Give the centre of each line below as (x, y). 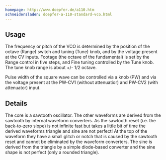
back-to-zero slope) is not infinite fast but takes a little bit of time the (75, 126)
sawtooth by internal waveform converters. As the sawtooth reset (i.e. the (81, 121)
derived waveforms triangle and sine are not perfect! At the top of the (76, 131)
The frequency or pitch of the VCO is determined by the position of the (78, 46)
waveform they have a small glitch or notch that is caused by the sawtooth (81, 137)
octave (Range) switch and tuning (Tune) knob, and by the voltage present (81, 52)
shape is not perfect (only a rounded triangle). (52, 153)
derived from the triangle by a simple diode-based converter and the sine (80, 147)
